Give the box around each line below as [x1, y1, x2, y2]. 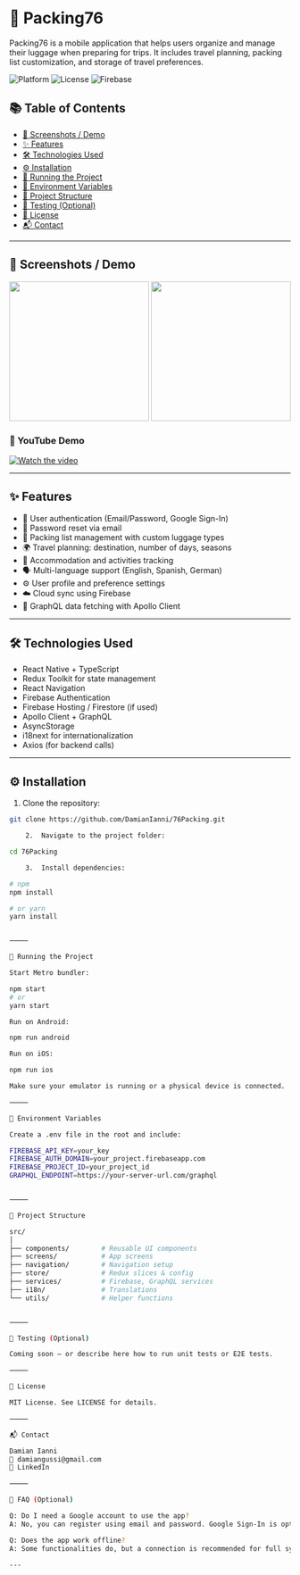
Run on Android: [9, 1017, 70, 1026]
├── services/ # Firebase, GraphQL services [9, 1277, 214, 1287]
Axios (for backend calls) [21, 740, 114, 751]
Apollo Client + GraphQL [21, 712, 112, 722]
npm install [9, 887, 54, 896]
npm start [9, 984, 46, 994]
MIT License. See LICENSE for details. [9, 1398, 158, 1407]
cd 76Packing [9, 847, 58, 856]
